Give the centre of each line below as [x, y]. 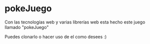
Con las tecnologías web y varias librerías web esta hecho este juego [75, 22]
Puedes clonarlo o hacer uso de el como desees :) [56, 37]
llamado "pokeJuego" [27, 27]
